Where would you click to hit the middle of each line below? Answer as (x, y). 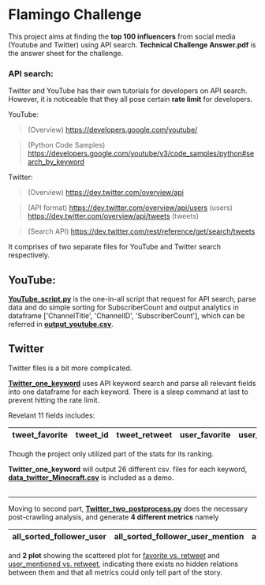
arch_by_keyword (56, 162)
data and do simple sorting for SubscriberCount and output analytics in (123, 307)
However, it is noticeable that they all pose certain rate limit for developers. (131, 99)
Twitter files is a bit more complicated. (70, 368)
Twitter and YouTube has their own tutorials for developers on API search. (128, 91)
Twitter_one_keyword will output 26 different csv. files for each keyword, (128, 469)
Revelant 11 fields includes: (52, 415)
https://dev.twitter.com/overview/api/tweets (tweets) (113, 216)
